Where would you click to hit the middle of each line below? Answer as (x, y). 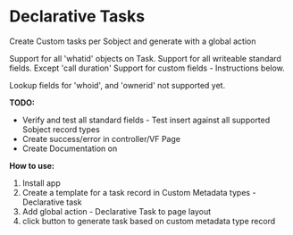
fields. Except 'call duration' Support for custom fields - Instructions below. (147, 68)
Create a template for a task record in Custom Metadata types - (139, 192)
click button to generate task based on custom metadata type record (149, 221)
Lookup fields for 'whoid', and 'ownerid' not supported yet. (117, 85)
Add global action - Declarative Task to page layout (117, 211)
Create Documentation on (70, 148)
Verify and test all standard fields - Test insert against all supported (146, 120)
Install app (41, 183)
